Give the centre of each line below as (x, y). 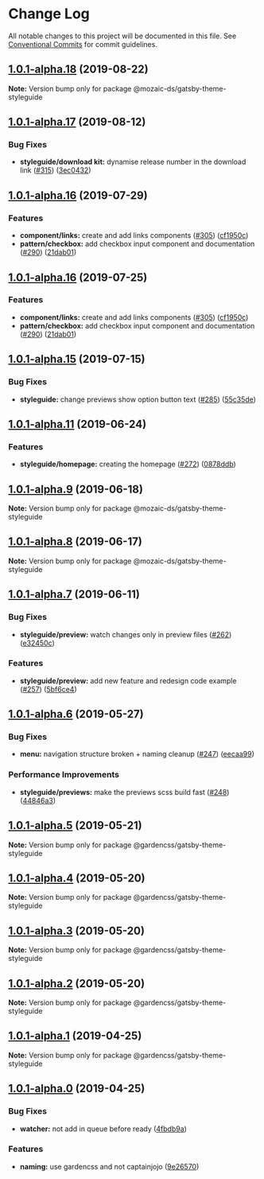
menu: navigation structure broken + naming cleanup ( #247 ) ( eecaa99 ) (137, 754)
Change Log (49, 14)
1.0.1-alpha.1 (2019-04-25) (75, 1036)
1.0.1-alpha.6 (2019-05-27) (76, 714)
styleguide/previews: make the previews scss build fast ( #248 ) (124, 792)
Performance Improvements (64, 775)
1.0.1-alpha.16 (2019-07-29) (78, 195)
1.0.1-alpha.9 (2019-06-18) (76, 489)
